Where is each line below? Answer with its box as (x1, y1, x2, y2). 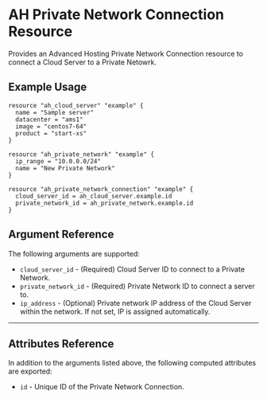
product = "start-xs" (15, 129, 87, 137)
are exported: (8, 366, 53, 376)
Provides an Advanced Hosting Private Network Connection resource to (8, 49, 244, 58)
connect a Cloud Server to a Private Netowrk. (8, 57, 157, 67)
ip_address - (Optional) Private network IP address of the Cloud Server (19, 298, 252, 307)
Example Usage (8, 80, 87, 94)
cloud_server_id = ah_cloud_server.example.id (15, 192, 172, 200)
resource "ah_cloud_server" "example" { (8, 101, 145, 109)
